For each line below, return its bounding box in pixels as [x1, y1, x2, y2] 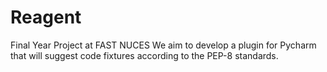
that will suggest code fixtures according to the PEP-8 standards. [10, 49, 279, 61]
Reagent [10, 6, 82, 29]
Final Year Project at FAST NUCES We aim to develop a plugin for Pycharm [10, 39, 317, 51]
